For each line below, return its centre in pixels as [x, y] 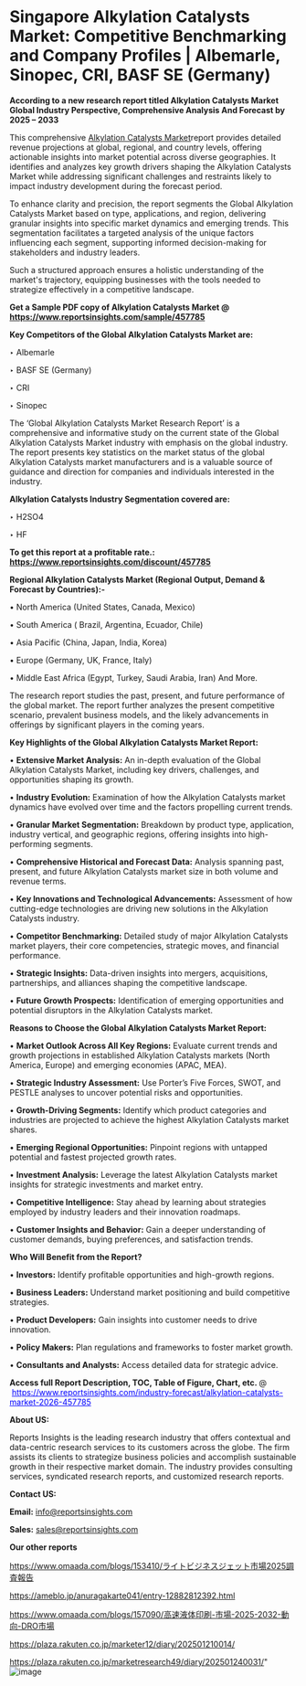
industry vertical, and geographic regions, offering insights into [128, 834]
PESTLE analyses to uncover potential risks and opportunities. [127, 1092]
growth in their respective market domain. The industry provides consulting [151, 1466]
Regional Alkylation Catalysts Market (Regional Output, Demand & [137, 579]
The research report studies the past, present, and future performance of [147, 695]
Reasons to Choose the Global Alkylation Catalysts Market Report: [138, 1028]
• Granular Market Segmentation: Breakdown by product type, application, [152, 824]
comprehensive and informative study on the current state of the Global [144, 432]
